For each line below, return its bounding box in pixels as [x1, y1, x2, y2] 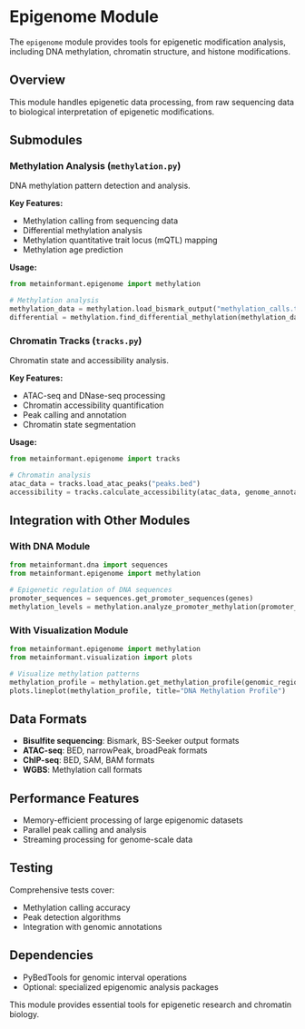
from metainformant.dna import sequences [9, 560, 169, 569]
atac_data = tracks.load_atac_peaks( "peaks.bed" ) [9, 479, 202, 488]
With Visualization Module [9, 624, 129, 637]
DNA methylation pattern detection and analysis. [9, 180, 191, 192]
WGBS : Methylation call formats [22, 765, 143, 776]
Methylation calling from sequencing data [22, 215, 179, 226]
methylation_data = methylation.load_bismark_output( [9, 304, 218, 314]
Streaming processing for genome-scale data [22, 834, 193, 846]
